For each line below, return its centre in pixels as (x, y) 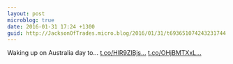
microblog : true (31, 20)
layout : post (26, 14)
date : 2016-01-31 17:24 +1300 (51, 26)
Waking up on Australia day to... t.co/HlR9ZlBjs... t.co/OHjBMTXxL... (105, 53)
